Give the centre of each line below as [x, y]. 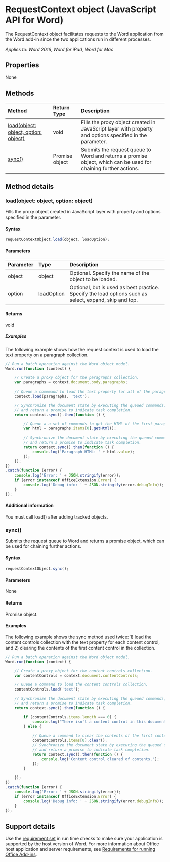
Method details [30, 186]
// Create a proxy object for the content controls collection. [83, 671]
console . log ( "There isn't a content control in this [89, 722]
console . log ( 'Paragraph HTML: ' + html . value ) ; [83, 452]
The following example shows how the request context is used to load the [82, 349]
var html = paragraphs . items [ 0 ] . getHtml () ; [70, 428]
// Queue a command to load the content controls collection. [81, 685]
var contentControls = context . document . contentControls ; [77, 676]
